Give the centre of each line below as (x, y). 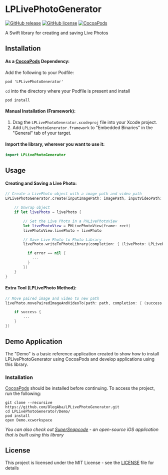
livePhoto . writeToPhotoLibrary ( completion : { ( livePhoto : (85, 244)
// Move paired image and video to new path (52, 298)
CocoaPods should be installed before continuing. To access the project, (80, 388)
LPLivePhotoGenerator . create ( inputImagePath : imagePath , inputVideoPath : (84, 199)
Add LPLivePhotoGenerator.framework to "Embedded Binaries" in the (82, 127)
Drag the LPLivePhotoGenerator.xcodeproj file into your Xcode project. (85, 122)
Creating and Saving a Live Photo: (41, 183)
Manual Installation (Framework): (40, 111)
